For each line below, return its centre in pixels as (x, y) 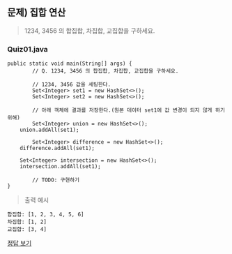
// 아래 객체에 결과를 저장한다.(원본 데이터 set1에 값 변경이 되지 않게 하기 (129, 110)
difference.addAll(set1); (57, 149)
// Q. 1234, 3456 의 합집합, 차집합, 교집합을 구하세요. (106, 71)
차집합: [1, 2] (27, 222)
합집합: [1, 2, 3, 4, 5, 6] (46, 215)
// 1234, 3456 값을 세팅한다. (72, 85)
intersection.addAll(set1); (60, 167)
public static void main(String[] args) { (70, 64)
